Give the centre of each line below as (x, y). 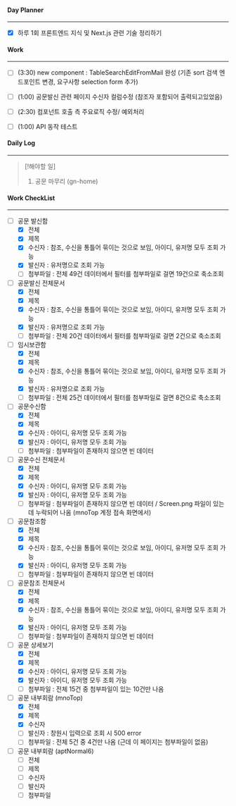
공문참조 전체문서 (41, 583)
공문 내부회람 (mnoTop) (50, 698)
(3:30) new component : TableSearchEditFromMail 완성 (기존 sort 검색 (117, 73)
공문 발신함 (33, 221)
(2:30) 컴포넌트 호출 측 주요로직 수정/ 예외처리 (81, 111)
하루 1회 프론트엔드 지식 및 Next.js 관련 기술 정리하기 (90, 33)
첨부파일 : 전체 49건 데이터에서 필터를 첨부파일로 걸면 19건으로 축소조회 (126, 274)
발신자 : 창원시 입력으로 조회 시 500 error (85, 733)
